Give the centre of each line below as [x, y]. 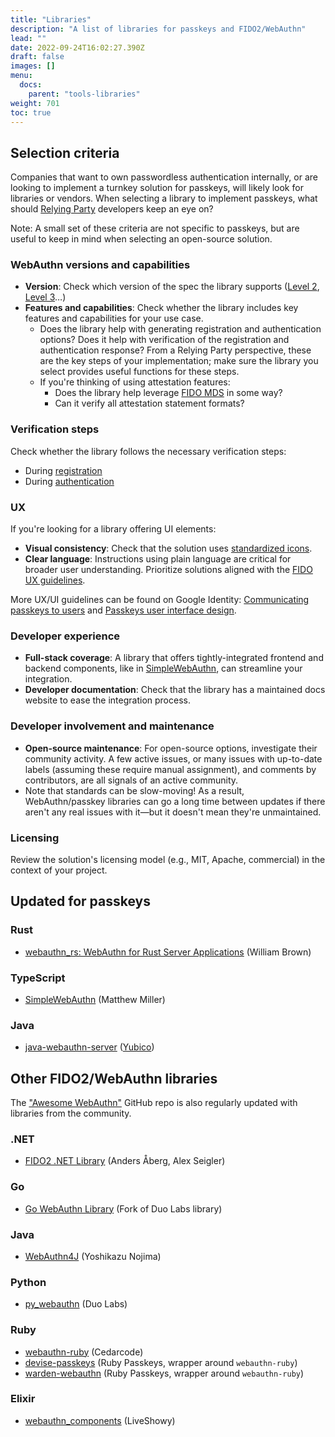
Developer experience [65, 636]
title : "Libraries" [51, 19]
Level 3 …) [45, 297]
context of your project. [59, 870]
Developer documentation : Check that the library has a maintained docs [175, 690]
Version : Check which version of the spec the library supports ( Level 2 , [172, 287]
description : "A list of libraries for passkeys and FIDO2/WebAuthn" [158, 29]
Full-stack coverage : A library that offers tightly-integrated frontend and [174, 658]
